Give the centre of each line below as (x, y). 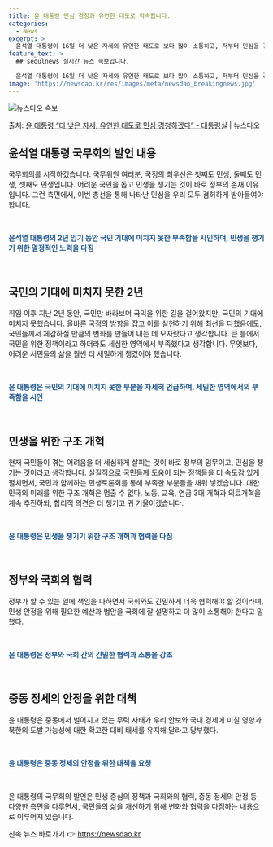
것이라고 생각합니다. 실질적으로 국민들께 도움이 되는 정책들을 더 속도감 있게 (141, 472)
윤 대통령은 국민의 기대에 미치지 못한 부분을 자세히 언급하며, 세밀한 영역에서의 (129, 387)
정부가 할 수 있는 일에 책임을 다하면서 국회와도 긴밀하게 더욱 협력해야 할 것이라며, (136, 601)
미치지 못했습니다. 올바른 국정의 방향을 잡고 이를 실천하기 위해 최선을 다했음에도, (135, 323)
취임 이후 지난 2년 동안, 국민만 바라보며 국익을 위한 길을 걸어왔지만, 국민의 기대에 (136, 314)
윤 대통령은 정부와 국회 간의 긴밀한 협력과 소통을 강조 (91, 654)
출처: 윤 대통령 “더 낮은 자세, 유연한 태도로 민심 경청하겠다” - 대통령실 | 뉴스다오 (134, 125)
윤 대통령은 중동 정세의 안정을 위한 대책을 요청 (80, 763)
